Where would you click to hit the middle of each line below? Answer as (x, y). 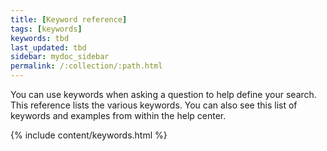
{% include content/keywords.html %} (89, 135)
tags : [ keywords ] (46, 29)
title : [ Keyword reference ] (69, 19)
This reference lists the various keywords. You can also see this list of (154, 105)
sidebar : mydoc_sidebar (60, 57)
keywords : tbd (40, 38)
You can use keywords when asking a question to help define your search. (163, 94)
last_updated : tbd (48, 47)
